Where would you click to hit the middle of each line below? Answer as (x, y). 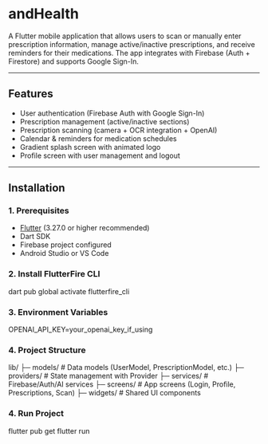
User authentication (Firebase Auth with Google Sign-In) (112, 113)
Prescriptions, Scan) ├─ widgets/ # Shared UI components (104, 393)
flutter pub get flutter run (49, 430)
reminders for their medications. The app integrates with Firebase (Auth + (129, 53)
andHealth (44, 14)
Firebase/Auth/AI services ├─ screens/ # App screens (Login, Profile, (122, 384)
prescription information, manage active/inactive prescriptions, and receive (132, 44)
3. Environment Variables (58, 312)
